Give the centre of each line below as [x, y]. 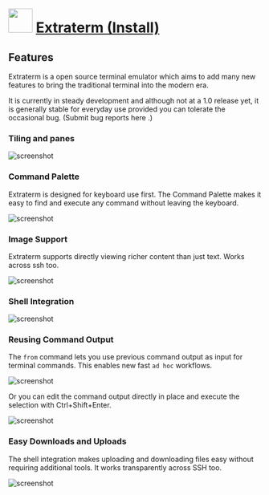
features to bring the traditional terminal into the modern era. [108, 85]
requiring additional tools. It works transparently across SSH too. [115, 467]
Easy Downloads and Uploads [67, 441]
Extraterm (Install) [98, 28]
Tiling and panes [41, 138]
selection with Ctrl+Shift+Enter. [60, 405]
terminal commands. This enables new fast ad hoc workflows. [110, 366]
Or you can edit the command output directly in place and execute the [124, 396]
